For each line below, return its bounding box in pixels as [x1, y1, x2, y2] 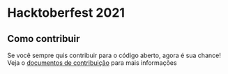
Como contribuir [7, 33, 80, 45]
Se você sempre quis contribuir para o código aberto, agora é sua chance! [7, 51, 221, 59]
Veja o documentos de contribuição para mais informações [7, 59, 177, 67]
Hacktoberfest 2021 [7, 5, 126, 21]
